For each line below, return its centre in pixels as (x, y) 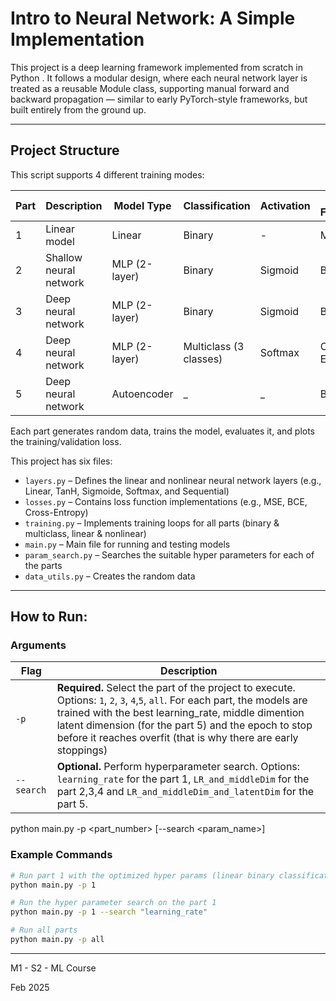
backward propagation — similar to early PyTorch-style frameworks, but (159, 99)
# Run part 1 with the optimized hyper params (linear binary (142, 875)
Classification (217, 205)
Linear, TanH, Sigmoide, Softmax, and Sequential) (127, 491)
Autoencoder (142, 394)
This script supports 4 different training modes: (107, 174)
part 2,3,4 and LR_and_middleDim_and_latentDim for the (185, 792)
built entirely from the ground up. (78, 109)
